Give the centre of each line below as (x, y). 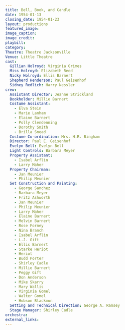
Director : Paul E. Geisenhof (40, 141)
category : (16, 47)
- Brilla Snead (30, 132)
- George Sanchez (32, 188)
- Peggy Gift (28, 272)
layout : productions (27, 24)
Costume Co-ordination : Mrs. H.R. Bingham (55, 137)
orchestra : (17, 315)
